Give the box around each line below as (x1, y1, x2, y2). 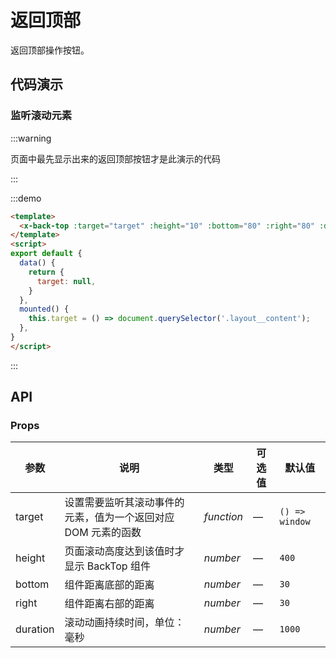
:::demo (10, 192, 42, 204)
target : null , (36, 276, 97, 286)
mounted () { (19, 304, 70, 315)
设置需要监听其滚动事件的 (64, 496, 185, 510)
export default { (10, 249, 83, 259)
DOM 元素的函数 (64, 526, 142, 540)
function (203, 510, 243, 524)
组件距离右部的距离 (64, 597, 155, 611)
